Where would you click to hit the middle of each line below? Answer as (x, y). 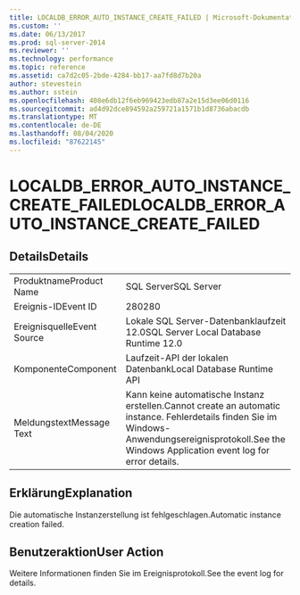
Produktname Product (58, 280)
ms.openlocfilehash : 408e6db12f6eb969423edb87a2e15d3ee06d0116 (129, 100)
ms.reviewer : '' (39, 51)
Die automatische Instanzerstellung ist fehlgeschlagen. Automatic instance (145, 515)
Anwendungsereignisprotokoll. (190, 439)
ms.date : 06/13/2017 (48, 34)
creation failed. (37, 524)
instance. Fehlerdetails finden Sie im (201, 417)
